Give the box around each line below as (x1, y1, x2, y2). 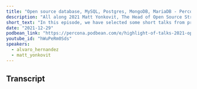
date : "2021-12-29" (6, 25, 54, 31)
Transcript (6, 74, 45, 84)
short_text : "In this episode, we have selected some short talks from (6, 19, 185, 25)
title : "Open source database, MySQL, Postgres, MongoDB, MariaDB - (6, 8, 177, 15)
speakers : (6, 42, 30, 47)
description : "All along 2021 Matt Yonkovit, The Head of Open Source (6, 14, 182, 20)
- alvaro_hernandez (11, 47, 59, 53)
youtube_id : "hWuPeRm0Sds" (6, 36, 72, 42)
